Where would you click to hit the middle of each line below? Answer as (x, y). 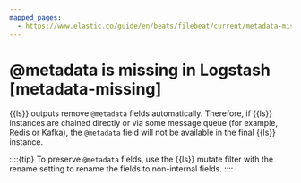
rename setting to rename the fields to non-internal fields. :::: (121, 169)
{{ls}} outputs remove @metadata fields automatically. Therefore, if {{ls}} (141, 113)
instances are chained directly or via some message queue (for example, (144, 123)
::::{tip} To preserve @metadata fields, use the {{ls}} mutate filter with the (142, 159)
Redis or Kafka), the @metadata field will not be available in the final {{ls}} (142, 133)
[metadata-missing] (86, 89)
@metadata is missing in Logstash (140, 70)
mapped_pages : (36, 17)
